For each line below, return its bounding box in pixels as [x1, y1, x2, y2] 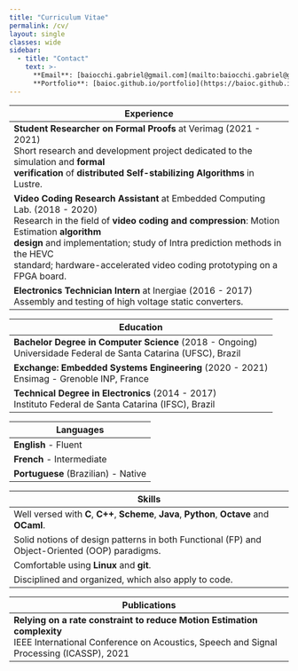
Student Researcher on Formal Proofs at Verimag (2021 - [13, 122, 261, 134]
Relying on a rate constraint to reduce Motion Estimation [13, 613, 258, 626]
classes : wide [9, 37, 62, 47]
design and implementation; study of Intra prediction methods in [13, 236, 282, 249]
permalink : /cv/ [9, 21, 69, 30]
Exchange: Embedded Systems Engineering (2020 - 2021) [13, 361, 269, 374]
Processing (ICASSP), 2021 [13, 647, 130, 659]
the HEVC [13, 248, 55, 260]
